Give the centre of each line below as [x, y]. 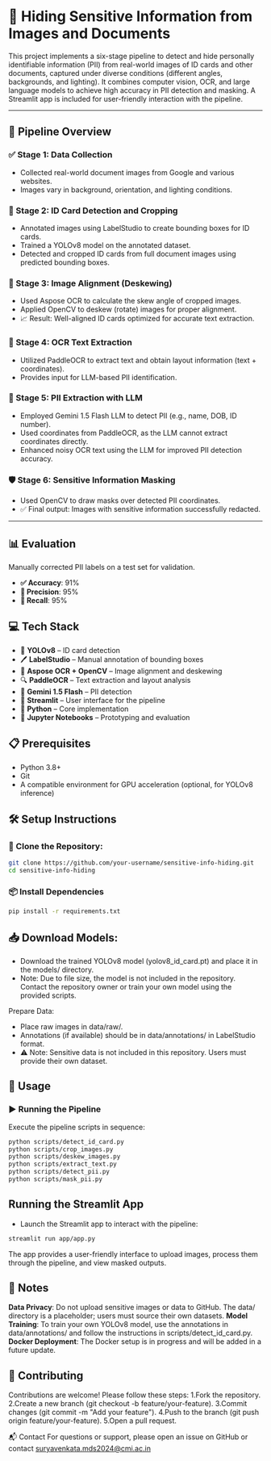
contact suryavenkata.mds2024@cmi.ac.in [80, 1449]
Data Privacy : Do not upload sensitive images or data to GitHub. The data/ [132, 1308]
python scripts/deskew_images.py [65, 1157]
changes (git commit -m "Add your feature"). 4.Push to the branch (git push [134, 1413]
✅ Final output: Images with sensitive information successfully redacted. [140, 509]
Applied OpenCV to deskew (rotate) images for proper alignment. [128, 309]
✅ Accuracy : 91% [50, 582]
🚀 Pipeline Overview [60, 132]
